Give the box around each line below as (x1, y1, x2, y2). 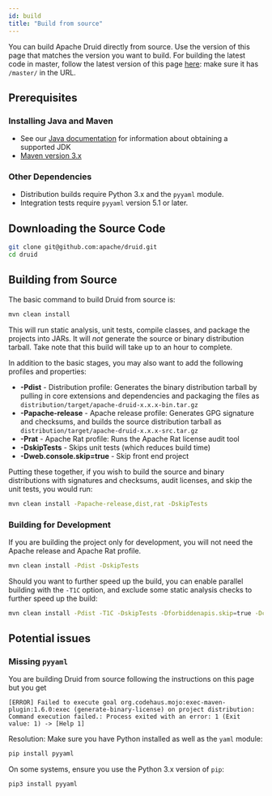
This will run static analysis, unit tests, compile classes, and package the (8, 325, 251, 335)
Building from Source (8, 273, 117, 287)
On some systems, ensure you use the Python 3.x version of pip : (8, 764, 224, 774)
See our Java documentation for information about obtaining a (19, 134, 228, 143)
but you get (8, 683, 47, 693)
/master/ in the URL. (8, 67, 77, 77)
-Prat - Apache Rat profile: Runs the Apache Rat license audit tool (19, 434, 240, 443)
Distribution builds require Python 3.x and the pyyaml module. (19, 190, 224, 199)
